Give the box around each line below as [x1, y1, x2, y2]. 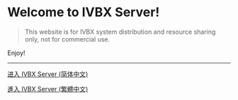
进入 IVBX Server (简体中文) [7, 70, 89, 78]
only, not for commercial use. [24, 35, 110, 43]
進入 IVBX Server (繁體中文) [7, 85, 89, 93]
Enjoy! [7, 49, 26, 57]
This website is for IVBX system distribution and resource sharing [24, 27, 216, 36]
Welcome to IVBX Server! [7, 4, 160, 20]
